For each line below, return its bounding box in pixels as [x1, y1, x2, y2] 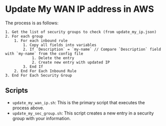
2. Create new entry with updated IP [31, 60, 110, 65]
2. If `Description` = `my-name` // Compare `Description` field [23, 47, 162, 52]
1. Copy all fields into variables [23, 42, 97, 48]
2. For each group [5, 34, 43, 39]
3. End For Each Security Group [5, 73, 72, 78]
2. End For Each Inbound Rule [14, 68, 77, 73]
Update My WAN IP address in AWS [5, 3, 154, 15]
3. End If [23, 64, 43, 69]
